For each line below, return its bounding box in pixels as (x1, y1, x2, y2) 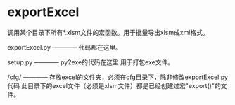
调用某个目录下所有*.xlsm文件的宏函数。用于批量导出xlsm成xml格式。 (7, 28, 209, 36)
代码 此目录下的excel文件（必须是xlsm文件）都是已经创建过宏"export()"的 (7, 81, 222, 90)
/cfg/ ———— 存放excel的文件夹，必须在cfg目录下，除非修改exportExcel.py (7, 73, 229, 81)
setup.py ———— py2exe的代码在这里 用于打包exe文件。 (7, 57, 174, 66)
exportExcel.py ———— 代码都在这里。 (7, 43, 122, 51)
